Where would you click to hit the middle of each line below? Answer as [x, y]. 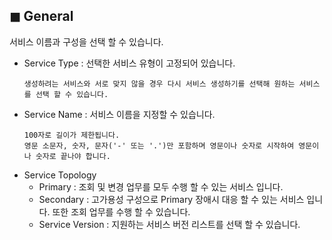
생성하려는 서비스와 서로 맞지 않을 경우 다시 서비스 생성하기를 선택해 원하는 [159, 84]
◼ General [41, 16]
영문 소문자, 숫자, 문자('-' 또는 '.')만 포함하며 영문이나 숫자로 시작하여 [159, 145]
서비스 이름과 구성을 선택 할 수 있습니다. [86, 41]
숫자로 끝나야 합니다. [73, 156]
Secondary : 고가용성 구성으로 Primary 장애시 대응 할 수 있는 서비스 [171, 199]
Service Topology [60, 175]
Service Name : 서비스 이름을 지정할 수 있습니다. [119, 114]
